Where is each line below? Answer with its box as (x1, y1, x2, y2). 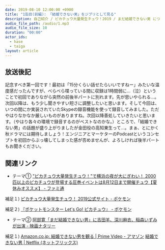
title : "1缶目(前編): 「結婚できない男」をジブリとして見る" (5, 12, 116, 17)
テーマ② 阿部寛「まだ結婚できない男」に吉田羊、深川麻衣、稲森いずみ (12, 217, 158, 223)
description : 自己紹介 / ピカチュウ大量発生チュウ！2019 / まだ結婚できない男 (5, 16, 151, 21)
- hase (9, 39, 23, 44)
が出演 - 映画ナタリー (12, 223, 56, 229)
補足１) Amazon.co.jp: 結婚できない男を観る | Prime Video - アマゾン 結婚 (5, 233, 154, 239)
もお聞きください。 (5, 143, 44, 149)
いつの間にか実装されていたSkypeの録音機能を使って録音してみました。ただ (5, 106, 160, 112)
